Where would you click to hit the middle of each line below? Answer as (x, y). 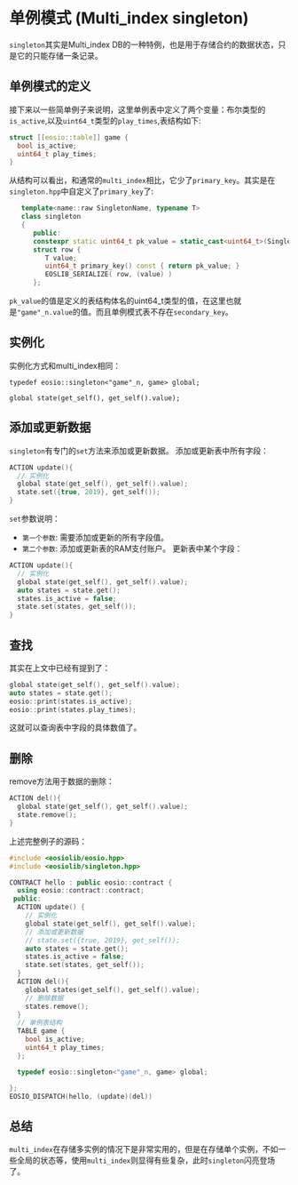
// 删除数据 (44, 998)
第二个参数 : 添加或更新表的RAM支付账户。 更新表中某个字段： (132, 548)
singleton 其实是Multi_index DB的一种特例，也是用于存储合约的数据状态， (144, 44)
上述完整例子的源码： (48, 841)
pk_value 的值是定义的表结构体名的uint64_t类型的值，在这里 (118, 300)
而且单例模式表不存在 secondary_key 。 (165, 312)
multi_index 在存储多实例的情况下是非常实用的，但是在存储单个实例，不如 (144, 1149)
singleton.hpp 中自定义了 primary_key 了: (81, 191)
